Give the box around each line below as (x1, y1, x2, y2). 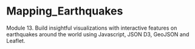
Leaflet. (6, 37, 26, 44)
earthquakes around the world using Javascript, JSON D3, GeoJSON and (6, 30, 190, 38)
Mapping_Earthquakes (6, 4, 123, 18)
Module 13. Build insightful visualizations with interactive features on (6, 24, 177, 31)
